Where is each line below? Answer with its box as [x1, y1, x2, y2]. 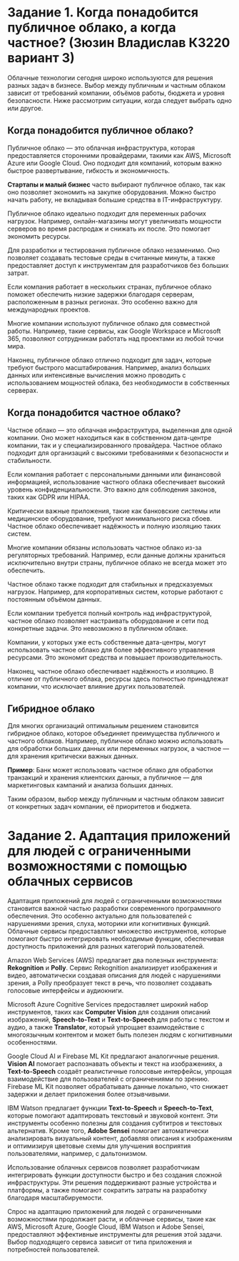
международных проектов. [7, 305, 91, 314]
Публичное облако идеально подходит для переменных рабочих [7, 209, 207, 218]
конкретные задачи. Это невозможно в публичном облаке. [7, 624, 188, 632]
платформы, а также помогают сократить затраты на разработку [7, 1186, 208, 1195]
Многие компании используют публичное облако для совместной [7, 319, 210, 327]
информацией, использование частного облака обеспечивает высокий [7, 477, 225, 486]
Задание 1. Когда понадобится [7, 4, 199, 21]
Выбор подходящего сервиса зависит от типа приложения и [7, 1237, 193, 1247]
